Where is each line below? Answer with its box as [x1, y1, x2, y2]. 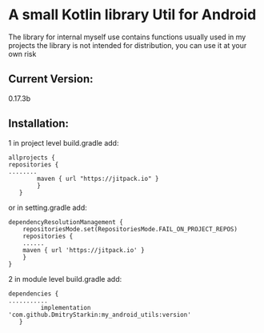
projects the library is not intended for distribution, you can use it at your [8, 40, 247, 50]
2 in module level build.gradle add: [8, 274, 122, 283]
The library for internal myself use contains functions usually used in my [8, 32, 246, 42]
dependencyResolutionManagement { [8, 218, 124, 226]
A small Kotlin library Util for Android [8, 6, 257, 24]
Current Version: [8, 72, 94, 86]
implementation [40, 303, 91, 311]
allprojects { [8, 154, 56, 162]
